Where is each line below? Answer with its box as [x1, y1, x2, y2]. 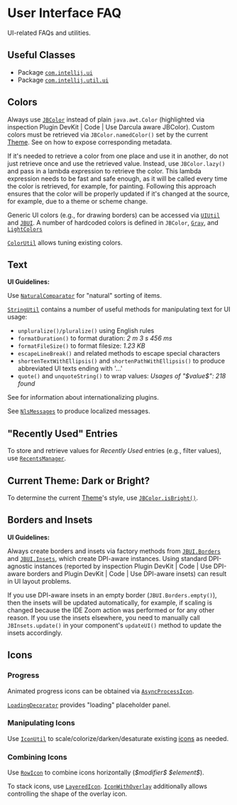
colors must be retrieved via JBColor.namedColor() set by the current [7, 130, 208, 139]
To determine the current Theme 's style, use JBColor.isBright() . [7, 494, 199, 502]
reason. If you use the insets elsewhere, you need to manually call [7, 613, 200, 622]
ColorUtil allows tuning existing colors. [7, 238, 123, 247]
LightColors [7, 225, 43, 233]
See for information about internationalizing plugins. [7, 393, 160, 402]
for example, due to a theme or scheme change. [7, 197, 148, 206]
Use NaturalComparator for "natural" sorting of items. [7, 292, 162, 300]
